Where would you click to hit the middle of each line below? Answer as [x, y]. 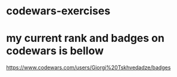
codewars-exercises [58, 11]
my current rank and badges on [86, 38]
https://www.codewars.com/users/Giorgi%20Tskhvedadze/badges [88, 67]
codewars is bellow [55, 51]
